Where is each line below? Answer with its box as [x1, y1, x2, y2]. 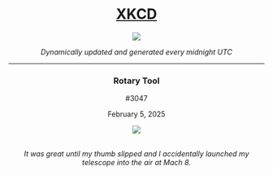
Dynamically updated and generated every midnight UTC [40, 46, 233, 57]
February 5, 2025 [107, 109, 166, 119]
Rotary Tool [113, 75, 160, 86]
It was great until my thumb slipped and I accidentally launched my [24, 149, 249, 159]
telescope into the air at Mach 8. [82, 158, 191, 168]
